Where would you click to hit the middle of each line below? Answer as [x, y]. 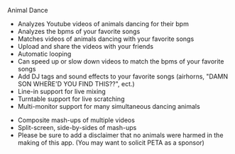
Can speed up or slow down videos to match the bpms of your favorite [121, 61]
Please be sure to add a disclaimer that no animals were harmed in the [120, 135]
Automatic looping [44, 54]
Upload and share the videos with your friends [86, 46]
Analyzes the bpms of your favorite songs [79, 31]
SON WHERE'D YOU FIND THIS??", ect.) [76, 84]
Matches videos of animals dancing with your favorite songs [106, 39]
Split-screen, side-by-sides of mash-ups [77, 128]
